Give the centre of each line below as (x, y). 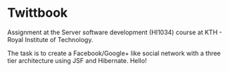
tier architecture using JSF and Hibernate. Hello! (77, 60)
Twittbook (38, 13)
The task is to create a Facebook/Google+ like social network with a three (114, 53)
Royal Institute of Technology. (50, 39)
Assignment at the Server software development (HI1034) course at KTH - (115, 32)
